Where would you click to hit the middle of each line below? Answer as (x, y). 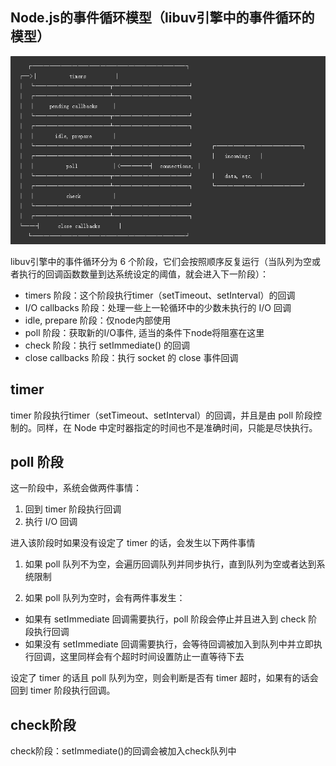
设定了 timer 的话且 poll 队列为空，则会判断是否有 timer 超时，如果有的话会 (164, 678)
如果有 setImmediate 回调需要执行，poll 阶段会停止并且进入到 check (165, 619)
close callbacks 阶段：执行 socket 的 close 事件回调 (131, 357)
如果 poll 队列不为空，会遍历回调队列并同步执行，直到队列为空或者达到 (170, 564)
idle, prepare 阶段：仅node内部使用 (98, 320)
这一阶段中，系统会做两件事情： (76, 488)
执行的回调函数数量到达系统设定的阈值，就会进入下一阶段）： (143, 274)
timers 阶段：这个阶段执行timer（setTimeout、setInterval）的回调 (160, 295)
